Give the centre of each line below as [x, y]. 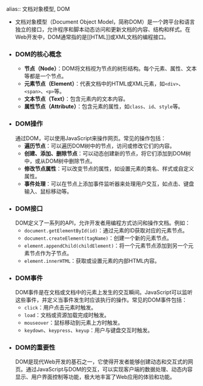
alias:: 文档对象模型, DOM [38, 9]
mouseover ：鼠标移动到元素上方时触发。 [74, 323]
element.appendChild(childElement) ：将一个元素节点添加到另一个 [106, 245]
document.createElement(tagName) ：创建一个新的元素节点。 [98, 238]
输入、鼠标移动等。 [48, 191]
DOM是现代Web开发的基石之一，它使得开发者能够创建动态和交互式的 [101, 362]
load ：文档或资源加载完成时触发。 [67, 315]
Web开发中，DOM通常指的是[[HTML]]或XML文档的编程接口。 [92, 37]
